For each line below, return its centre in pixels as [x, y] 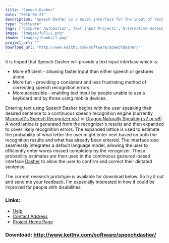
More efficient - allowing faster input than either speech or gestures [83, 71]
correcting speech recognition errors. [51, 87]
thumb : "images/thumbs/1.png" [37, 38]
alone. [19, 76]
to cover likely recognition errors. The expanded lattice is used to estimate [82, 129]
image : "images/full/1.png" [35, 33]
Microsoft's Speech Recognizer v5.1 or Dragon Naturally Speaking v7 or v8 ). [84, 118]
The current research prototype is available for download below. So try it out [84, 176]
